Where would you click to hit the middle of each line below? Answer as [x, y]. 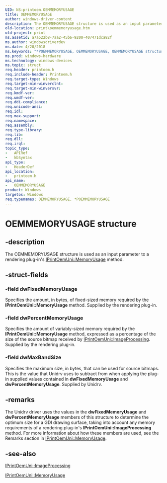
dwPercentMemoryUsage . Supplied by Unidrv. [54, 384]
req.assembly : [20, 125]
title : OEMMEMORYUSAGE [29, 14]
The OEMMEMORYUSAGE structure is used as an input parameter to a [77, 254]
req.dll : [14, 139]
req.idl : [14, 112]
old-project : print [25, 33]
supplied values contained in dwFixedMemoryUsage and [69, 379]
